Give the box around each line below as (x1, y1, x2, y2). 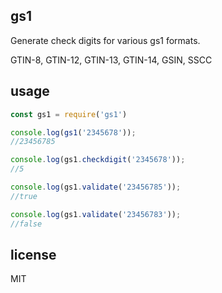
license (10, 246, 57, 263)
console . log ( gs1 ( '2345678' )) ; (10, 127, 137, 138)
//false (10, 219, 43, 229)
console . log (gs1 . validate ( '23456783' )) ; (10, 209, 182, 219)
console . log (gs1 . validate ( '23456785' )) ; (10, 182, 182, 192)
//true (10, 191, 38, 201)
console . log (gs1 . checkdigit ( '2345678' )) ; (10, 155, 186, 165)
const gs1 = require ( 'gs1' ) (10, 109, 128, 119)
